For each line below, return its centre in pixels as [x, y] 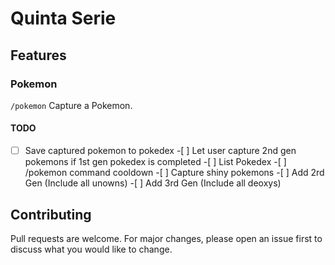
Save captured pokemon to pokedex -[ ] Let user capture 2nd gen [160, 151]
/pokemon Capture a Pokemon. [71, 105]
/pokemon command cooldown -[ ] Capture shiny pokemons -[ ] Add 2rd [174, 173]
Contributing [51, 214]
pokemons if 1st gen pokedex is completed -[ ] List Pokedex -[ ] [155, 162]
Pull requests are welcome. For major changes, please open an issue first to [166, 238]
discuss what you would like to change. [91, 249]
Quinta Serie [63, 18]
